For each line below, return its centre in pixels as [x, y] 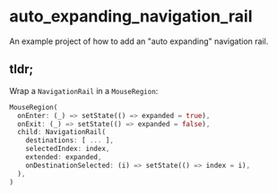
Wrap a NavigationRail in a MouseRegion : [84, 90]
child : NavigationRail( [61, 132]
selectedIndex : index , [68, 149]
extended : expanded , [64, 157]
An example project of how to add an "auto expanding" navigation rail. [139, 41]
